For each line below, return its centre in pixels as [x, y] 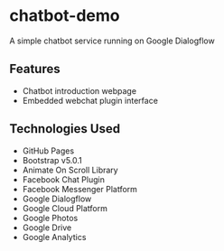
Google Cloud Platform [65, 208]
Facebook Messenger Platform [80, 189]
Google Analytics [54, 237]
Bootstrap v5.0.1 [52, 160]
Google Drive [47, 228]
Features [35, 69]
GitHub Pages [48, 151]
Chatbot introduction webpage [79, 90]
